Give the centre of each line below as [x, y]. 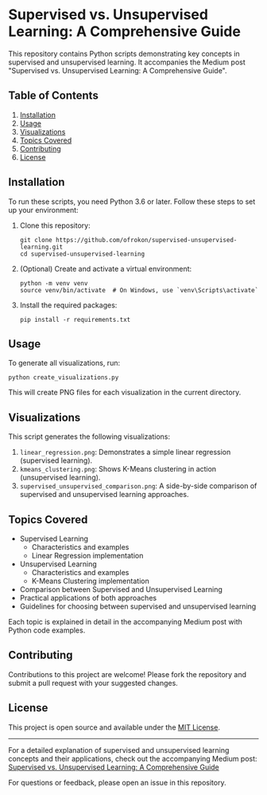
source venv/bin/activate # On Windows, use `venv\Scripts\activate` [139, 290]
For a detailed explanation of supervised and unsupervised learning [119, 750]
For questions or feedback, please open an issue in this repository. [117, 782]
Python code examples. [47, 630]
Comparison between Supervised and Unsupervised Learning [121, 589]
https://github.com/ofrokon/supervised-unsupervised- [146, 240]
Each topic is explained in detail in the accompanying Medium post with [125, 622]
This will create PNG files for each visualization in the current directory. [125, 393]
